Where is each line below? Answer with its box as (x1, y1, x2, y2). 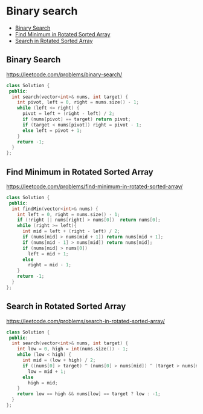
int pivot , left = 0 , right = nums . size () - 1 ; (17, 99, 139, 105)
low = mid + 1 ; (28, 368, 66, 375)
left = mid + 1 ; (28, 251, 69, 257)
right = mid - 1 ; (28, 262, 71, 268)
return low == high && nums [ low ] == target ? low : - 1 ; (17, 391, 161, 397)
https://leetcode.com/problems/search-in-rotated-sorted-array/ (6, 317, 165, 324)
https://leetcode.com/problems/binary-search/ (6, 71, 123, 78)
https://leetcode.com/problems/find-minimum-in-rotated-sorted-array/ (6, 183, 183, 190)
